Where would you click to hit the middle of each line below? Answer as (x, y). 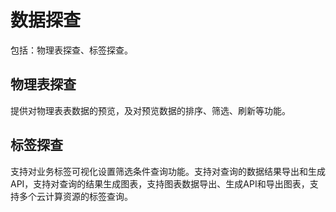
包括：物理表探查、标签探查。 (71, 50)
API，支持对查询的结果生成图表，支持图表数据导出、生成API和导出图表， (160, 183)
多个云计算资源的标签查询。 (75, 196)
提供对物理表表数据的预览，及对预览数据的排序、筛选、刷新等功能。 (150, 110)
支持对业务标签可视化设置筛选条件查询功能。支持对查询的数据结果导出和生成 (168, 171)
